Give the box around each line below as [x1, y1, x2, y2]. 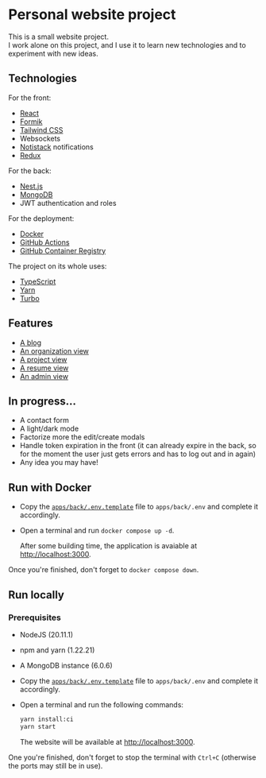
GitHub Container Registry [19, 246, 106, 255]
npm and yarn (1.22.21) [19, 645, 95, 655]
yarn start [19, 722, 56, 730]
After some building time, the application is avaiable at [19, 541, 197, 551]
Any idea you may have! [19, 458, 99, 467]
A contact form [19, 416, 70, 425]
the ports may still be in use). [8, 761, 103, 770]
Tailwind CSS [19, 125, 64, 134]
